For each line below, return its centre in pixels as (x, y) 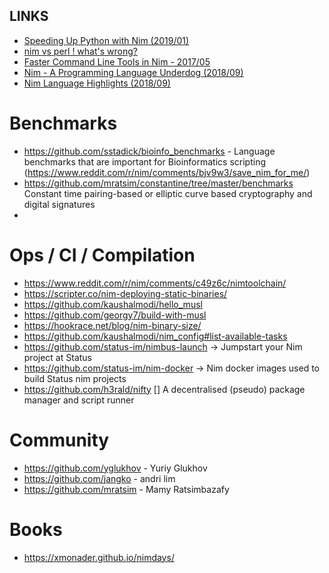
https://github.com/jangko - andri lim (99, 478)
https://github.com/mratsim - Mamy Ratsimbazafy (126, 489)
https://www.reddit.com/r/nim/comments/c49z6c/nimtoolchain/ (155, 283)
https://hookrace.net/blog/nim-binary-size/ (112, 325)
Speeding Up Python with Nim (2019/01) (106, 40)
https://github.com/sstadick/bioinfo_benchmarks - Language (149, 151)
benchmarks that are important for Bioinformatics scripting (144, 161)
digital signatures (59, 204)
